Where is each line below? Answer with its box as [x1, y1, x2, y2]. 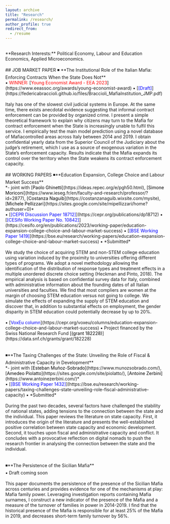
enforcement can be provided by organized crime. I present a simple [5, 112, 149, 118]
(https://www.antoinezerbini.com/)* [5, 376, 80, 382]
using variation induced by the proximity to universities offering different [5, 255, 156, 261]
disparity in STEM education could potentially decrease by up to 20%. [5, 309, 152, 315]
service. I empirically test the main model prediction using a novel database [5, 128, 163, 134]
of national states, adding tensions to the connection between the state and [5, 408, 163, 414]
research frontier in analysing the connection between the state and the [5, 441, 155, 446]
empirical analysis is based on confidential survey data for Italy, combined [5, 276, 160, 282]
